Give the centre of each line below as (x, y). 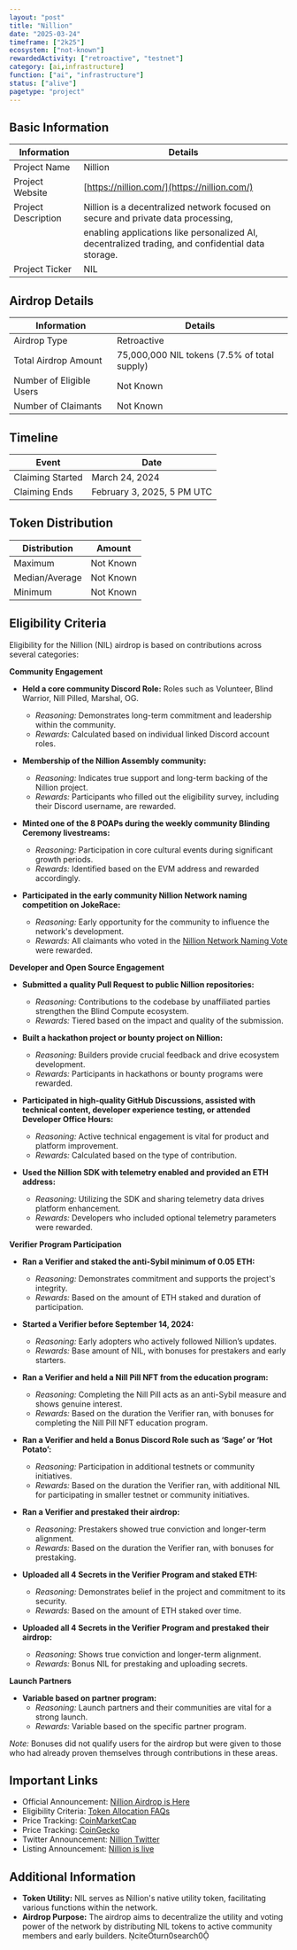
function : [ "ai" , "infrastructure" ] (76, 75)
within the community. (76, 724)
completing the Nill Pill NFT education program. (122, 1423)
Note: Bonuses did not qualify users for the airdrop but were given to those (145, 1743)
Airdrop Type (41, 340)
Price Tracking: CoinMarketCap (79, 1821)
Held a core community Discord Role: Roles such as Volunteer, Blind (148, 689)
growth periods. (64, 859)
